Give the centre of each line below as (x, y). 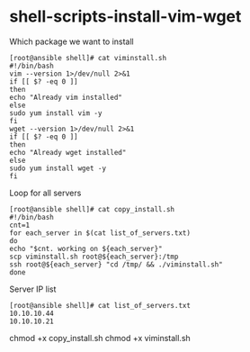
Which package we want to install (72, 41)
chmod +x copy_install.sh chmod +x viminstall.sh (100, 338)
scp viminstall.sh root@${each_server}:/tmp (94, 257)
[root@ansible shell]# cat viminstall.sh (88, 58)
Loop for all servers (45, 193)
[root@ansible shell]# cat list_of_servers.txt (100, 305)
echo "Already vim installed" (66, 97)
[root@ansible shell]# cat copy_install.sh (92, 209)
